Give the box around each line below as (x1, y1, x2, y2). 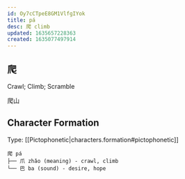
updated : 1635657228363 (7, 29, 77, 37)
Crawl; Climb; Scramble (7, 82, 75, 90)
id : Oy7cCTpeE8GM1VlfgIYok (7, 10, 86, 17)
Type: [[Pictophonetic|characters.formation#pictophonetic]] (7, 135, 179, 144)
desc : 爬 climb (7, 23, 50, 30)
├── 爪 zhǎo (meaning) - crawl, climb (7, 157, 119, 164)
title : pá (7, 17, 36, 24)
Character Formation (7, 117, 99, 129)
